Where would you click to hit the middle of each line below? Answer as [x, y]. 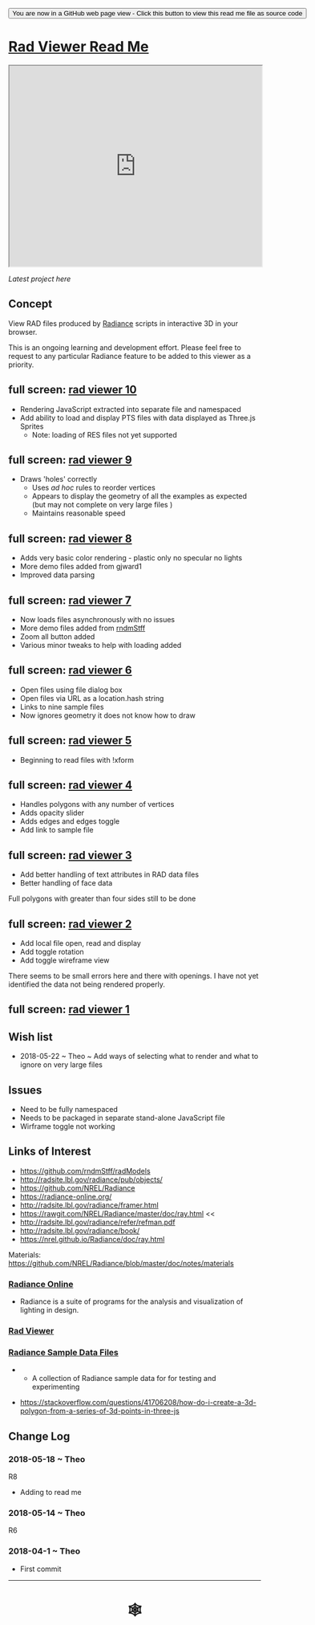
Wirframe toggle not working [67, 1126]
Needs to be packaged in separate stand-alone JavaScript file [123, 1118]
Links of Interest [50, 1152]
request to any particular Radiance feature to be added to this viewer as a [129, 356]
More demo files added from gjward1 [81, 567]
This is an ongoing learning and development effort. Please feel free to [125, 347]
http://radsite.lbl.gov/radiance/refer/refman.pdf [97, 1222]
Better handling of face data [66, 883]
